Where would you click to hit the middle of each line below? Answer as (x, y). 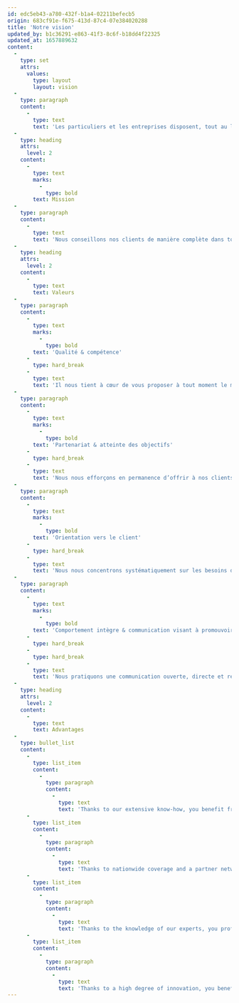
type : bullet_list (47, 743)
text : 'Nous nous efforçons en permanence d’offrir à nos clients (133, 478)
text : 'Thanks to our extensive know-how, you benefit (141, 809)
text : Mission (54, 200)
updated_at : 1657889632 (43, 41)
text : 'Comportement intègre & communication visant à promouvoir (133, 631)
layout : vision (55, 87)
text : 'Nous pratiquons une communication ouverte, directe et (128, 677)
